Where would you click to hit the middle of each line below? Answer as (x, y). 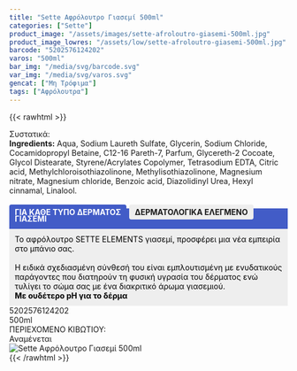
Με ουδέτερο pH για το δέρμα (71, 295)
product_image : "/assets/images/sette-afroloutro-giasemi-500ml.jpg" (140, 34)
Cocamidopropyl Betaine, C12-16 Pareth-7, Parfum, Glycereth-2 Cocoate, (142, 152)
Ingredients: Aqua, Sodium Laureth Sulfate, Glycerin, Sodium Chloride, (138, 143)
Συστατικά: (30, 134)
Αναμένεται (30, 338)
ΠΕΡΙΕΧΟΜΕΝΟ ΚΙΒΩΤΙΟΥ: (57, 329)
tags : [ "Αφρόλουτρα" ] (49, 91)
